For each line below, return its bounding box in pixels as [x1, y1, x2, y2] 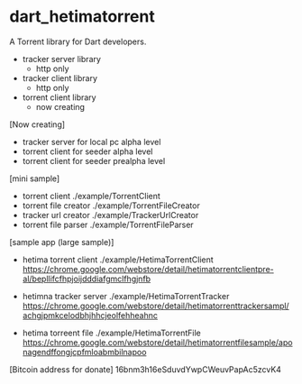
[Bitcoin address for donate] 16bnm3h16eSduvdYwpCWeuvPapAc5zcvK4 [9, 363, 282, 375]
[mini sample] [9, 173, 60, 184]
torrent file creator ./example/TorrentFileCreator [22, 200, 200, 211]
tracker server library [22, 53, 102, 64]
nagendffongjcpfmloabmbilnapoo [22, 346, 147, 357]
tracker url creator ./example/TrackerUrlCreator [22, 209, 199, 220]
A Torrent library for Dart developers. [9, 36, 147, 47]
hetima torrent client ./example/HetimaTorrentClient [22, 254, 214, 265]
